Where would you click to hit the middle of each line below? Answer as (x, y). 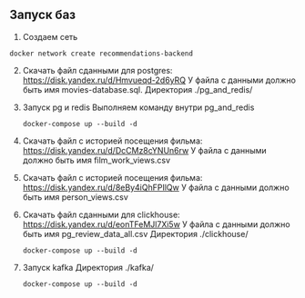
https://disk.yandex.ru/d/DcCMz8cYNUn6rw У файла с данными (144, 150)
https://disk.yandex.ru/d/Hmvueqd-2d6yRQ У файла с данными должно (159, 80)
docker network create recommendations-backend (102, 54)
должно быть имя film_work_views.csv (97, 160)
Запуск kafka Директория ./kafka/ (88, 267)
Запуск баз (42, 15)
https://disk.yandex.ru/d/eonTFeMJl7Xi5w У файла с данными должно (156, 224)
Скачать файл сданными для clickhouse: (101, 214)
